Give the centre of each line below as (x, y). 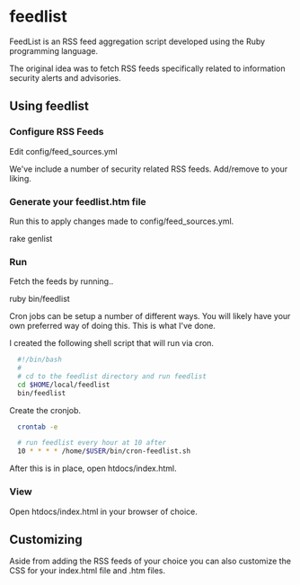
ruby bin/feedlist (40, 299)
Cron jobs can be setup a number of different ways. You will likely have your (150, 316)
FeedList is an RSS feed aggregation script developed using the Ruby (137, 41)
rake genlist (31, 238)
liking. (20, 178)
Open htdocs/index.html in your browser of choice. (103, 511)
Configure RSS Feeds (57, 132)
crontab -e (38, 427)
